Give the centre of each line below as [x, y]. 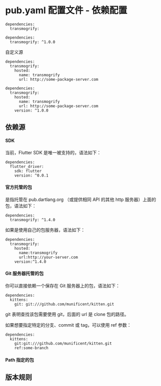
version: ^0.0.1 [32, 176]
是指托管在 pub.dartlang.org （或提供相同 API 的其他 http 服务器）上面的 [81, 199]
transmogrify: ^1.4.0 [33, 220]
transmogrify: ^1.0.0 [33, 42]
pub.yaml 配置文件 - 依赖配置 [66, 10]
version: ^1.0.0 [32, 110]
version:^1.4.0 [30, 262]
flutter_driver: [27, 166]
